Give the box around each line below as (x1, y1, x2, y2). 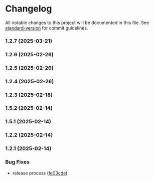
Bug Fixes (5, 158, 30, 165)
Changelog (5, 3, 52, 15)
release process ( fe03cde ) (12, 170, 68, 176)
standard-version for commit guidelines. (5, 25, 88, 31)
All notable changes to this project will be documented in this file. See (5, 20, 149, 26)
